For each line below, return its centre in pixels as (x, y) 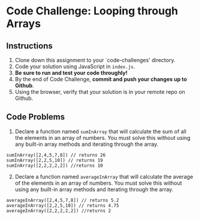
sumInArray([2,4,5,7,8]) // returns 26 (56, 155)
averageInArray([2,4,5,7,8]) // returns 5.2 (63, 200)
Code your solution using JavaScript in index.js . (75, 66)
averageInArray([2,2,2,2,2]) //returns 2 (59, 210)
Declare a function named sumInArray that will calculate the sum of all (101, 131)
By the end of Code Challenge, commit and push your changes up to (101, 79)
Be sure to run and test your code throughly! (71, 73)
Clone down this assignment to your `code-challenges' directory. (95, 60)
